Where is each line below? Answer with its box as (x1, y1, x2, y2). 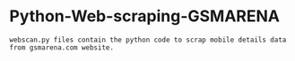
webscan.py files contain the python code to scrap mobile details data (9, 35, 287, 44)
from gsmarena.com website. (9, 42, 115, 52)
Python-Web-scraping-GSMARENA (9, 6, 281, 27)
